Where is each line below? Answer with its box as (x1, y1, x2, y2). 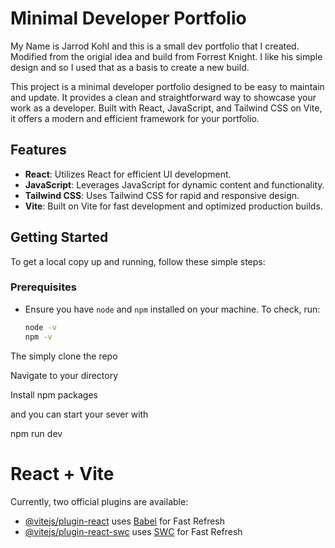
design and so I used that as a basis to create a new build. (10, 61, 250, 73)
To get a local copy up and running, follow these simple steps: (10, 255, 266, 267)
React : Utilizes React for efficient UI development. (24, 168, 232, 180)
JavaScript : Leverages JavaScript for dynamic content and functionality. (24, 178, 325, 191)
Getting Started (10, 229, 109, 246)
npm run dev (10, 427, 63, 439)
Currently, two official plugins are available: (10, 495, 189, 507)
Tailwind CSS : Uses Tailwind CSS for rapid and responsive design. (24, 189, 300, 201)
